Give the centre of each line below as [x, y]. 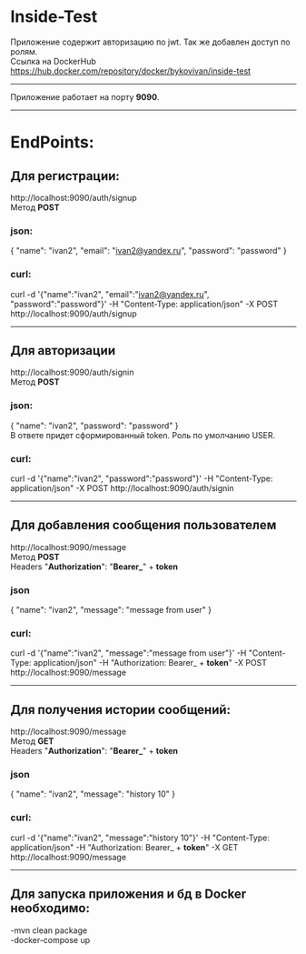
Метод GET [32, 741]
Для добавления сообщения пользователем [143, 525]
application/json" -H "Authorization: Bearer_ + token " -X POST [150, 663]
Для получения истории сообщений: [120, 710]
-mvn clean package [49, 930]
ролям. [24, 51]
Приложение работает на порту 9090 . [85, 96]
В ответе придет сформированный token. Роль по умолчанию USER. [143, 435]
